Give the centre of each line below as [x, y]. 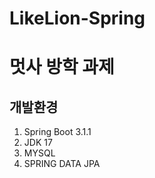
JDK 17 [38, 143]
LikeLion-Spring [77, 18]
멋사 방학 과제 [62, 67]
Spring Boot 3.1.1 [57, 132]
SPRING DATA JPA [62, 164]
